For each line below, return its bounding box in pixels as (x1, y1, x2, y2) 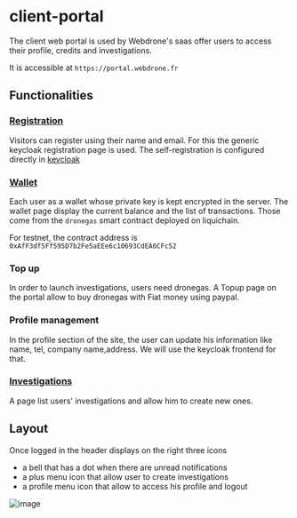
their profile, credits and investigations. (9, 44, 153, 55)
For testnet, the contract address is (9, 232, 138, 243)
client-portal (9, 6, 104, 27)
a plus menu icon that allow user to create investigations (21, 471, 229, 482)
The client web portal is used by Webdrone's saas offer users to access (9, 36, 272, 46)
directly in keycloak (9, 154, 80, 164)
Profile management (9, 314, 100, 326)
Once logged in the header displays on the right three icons (9, 444, 228, 455)
